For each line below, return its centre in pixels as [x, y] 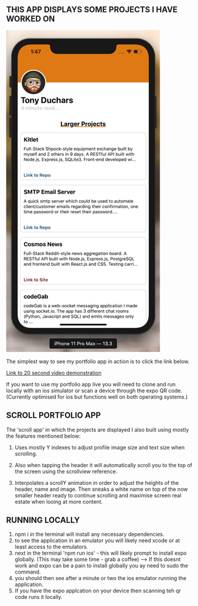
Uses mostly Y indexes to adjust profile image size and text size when [100, 447]
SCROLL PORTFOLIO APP [53, 416]
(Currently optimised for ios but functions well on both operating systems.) [97, 397]
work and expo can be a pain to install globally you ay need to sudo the [101, 566]
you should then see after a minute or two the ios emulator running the [100, 578]
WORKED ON [30, 19]
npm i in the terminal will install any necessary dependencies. [89, 535]
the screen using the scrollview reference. [66, 471]
